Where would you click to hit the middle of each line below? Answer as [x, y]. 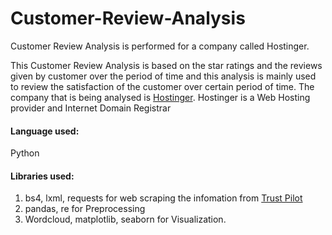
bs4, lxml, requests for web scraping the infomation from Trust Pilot [163, 198]
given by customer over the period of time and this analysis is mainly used [163, 76]
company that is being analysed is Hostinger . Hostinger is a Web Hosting [160, 97]
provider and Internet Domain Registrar [91, 108]
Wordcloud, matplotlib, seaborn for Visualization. [125, 219]
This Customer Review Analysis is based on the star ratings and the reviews [166, 65]
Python [25, 153]
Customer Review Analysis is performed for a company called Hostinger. [160, 46]
